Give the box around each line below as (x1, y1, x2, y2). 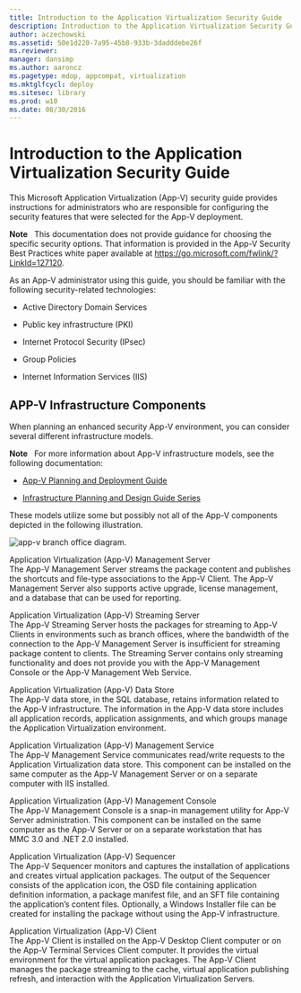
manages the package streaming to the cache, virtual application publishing (9, 964, 289, 974)
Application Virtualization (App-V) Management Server (9, 554, 211, 565)
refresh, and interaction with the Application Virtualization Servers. (9, 973, 255, 984)
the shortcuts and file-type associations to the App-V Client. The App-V (9, 574, 274, 584)
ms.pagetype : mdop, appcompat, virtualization (9, 72, 186, 81)
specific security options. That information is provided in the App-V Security (9, 239, 291, 250)
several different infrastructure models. (9, 431, 154, 441)
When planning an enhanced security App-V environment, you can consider (9, 421, 290, 432)
